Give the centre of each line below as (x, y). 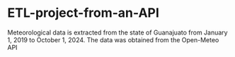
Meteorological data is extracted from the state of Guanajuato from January (117, 32)
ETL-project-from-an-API (83, 13)
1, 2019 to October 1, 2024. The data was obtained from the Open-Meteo (113, 39)
